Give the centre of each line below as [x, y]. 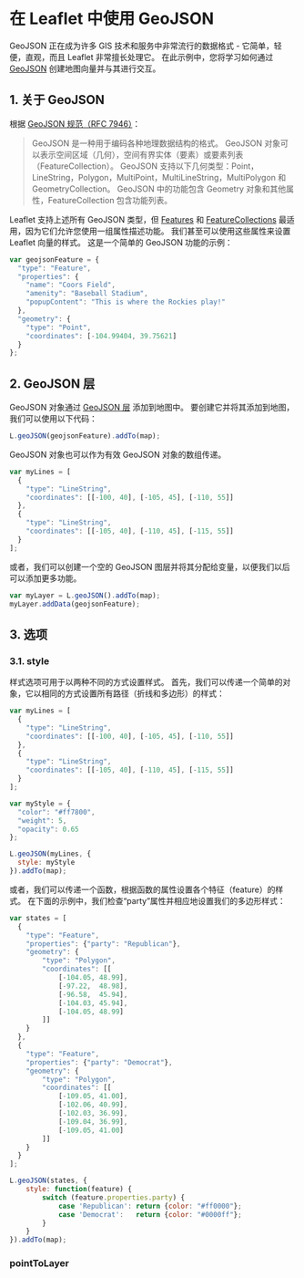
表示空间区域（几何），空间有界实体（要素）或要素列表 [142, 154]
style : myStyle [46, 863]
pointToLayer [40, 1263]
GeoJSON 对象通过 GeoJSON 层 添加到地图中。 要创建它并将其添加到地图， [152, 408]
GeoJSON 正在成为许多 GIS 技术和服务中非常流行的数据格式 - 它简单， [142, 46]
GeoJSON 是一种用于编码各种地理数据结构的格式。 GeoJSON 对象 [156, 143]
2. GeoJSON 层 [52, 384]
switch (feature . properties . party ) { [113, 1197]
